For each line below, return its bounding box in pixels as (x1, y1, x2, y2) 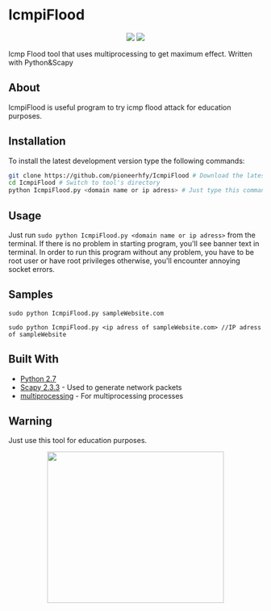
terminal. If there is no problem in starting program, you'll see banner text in (8, 239, 260, 248)
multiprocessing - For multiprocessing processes (19, 391, 184, 400)
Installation (8, 135, 66, 149)
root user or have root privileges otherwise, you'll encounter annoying (8, 256, 240, 266)
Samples (8, 288, 54, 302)
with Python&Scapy (8, 57, 74, 67)
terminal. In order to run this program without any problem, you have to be (8, 248, 254, 257)
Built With (8, 353, 59, 366)
